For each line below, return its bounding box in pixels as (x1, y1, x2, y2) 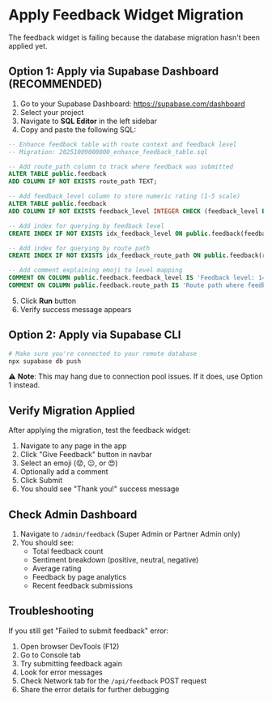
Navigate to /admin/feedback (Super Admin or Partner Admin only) (19, 529, 241, 539)
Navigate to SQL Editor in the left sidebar (19, 116, 158, 126)
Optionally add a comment (19, 467, 108, 477)
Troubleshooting (8, 604, 95, 618)
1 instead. (8, 380, 40, 390)
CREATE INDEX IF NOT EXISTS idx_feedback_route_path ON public (8, 251, 227, 260)
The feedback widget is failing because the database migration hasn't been (8, 32, 261, 42)
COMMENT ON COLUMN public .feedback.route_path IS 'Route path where (8, 281, 244, 289)
